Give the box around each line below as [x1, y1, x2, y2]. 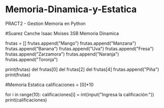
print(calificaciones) [5, 97, 47, 103]
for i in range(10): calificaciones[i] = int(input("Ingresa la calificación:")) [5, 91, 154, 97]
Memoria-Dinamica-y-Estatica [5, 4, 137, 15]
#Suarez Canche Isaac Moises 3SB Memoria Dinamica [5, 30, 119, 36]
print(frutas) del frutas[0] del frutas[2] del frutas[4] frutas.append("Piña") [5, 66, 159, 72]
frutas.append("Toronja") [5, 56, 58, 62]
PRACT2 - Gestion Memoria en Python [5, 20, 86, 26]
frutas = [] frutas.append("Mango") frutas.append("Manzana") [5, 40, 136, 46]
